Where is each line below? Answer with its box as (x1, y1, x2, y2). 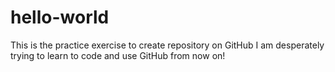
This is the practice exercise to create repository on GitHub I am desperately (10, 39, 325, 51)
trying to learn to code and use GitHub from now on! (10, 49, 226, 61)
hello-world (10, 6, 110, 29)
